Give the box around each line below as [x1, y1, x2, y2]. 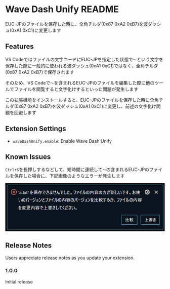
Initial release [5, 278, 33, 284]
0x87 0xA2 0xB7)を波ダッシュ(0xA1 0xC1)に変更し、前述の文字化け [16, 103, 157, 109]
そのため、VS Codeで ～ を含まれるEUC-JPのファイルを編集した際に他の [5, 79, 155, 86]
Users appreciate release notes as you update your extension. [5, 255, 135, 261]
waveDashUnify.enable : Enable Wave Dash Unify [12, 138, 112, 144]
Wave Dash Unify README [5, 4, 119, 15]
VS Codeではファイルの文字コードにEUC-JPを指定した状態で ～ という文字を [5, 56, 163, 62]
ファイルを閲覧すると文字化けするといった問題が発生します [14, 86, 138, 92]
